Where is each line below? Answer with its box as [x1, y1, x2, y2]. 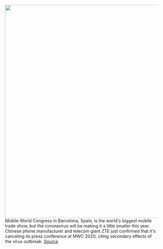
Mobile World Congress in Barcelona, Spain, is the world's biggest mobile [5, 218, 152, 224]
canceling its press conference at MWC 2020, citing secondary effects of [5, 233, 152, 239]
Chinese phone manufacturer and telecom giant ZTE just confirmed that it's [5, 228, 156, 234]
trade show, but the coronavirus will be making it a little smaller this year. [5, 223, 150, 229]
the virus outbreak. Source [5, 239, 58, 244]
